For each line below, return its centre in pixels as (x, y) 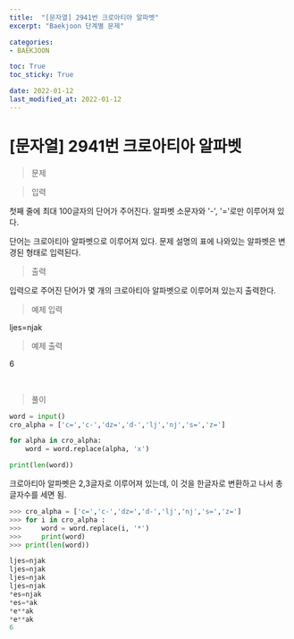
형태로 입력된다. (53, 252)
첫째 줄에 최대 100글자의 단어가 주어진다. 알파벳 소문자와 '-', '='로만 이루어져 (142, 210)
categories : (31, 42)
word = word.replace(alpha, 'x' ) (88, 449)
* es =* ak (24, 602)
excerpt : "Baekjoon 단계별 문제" (67, 26)
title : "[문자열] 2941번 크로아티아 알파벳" (84, 17)
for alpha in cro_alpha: (55, 441)
